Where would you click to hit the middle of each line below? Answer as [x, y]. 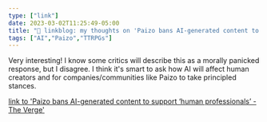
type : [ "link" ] [34, 16]
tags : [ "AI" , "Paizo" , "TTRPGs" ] [60, 38]
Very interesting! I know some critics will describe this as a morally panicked [134, 61]
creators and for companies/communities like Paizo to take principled [123, 77]
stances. [22, 86]
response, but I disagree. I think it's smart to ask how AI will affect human [129, 69]
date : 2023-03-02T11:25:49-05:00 [64, 23]
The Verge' [27, 110]
